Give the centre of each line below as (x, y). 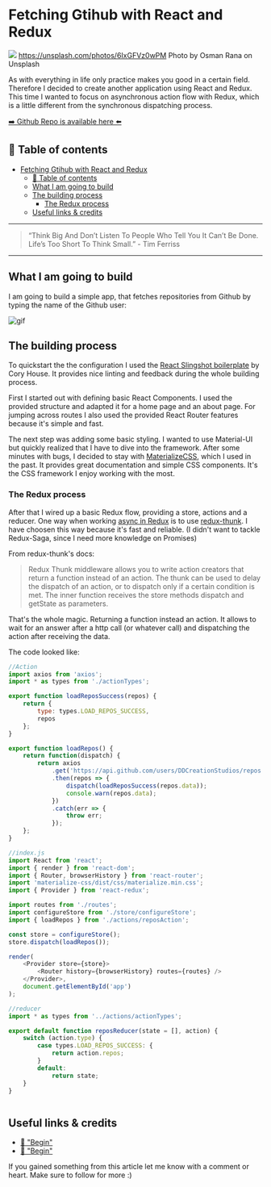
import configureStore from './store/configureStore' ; (102, 913)
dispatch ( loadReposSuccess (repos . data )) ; (136, 786)
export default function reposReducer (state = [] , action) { (113, 1030)
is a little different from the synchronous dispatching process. (110, 105)
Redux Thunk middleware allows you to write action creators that (136, 569)
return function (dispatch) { (72, 756)
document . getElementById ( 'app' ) (77, 987)
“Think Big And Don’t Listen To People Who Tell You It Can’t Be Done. (143, 235)
